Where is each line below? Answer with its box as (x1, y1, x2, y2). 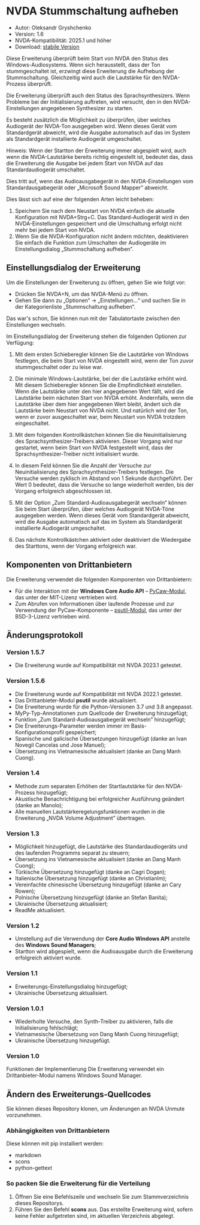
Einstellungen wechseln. (6, 321, 66, 328)
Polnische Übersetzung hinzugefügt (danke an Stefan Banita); (14, 894, 168, 901)
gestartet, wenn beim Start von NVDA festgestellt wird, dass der (14, 443, 173, 451)
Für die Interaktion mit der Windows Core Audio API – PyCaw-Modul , (14, 587, 187, 595)
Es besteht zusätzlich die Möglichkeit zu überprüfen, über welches (6, 116, 171, 123)
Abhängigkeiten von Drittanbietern (6, 1127, 110, 1135)
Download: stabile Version (14, 43, 80, 50)
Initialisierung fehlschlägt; (14, 1024, 79, 1031)
